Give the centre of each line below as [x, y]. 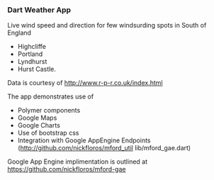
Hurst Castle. [37, 69]
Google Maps [37, 118]
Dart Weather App [39, 10]
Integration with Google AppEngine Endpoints [84, 140]
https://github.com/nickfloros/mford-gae [67, 169]
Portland [30, 54]
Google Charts [39, 125]
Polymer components [49, 111]
